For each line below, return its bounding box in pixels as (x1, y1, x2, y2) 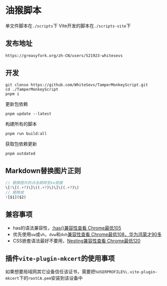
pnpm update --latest (5, 111, 52, 117)
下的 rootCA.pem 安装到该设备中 (18, 275, 83, 281)
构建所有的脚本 (5, 121, 37, 127)
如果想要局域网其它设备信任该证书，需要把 (5, 269, 96, 275)
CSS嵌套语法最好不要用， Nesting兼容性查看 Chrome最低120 (12, 237, 141, 244)
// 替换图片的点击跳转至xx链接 (5, 180, 63, 185)
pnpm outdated (5, 151, 36, 157)
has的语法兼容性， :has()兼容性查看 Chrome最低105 (12, 224, 122, 231)
